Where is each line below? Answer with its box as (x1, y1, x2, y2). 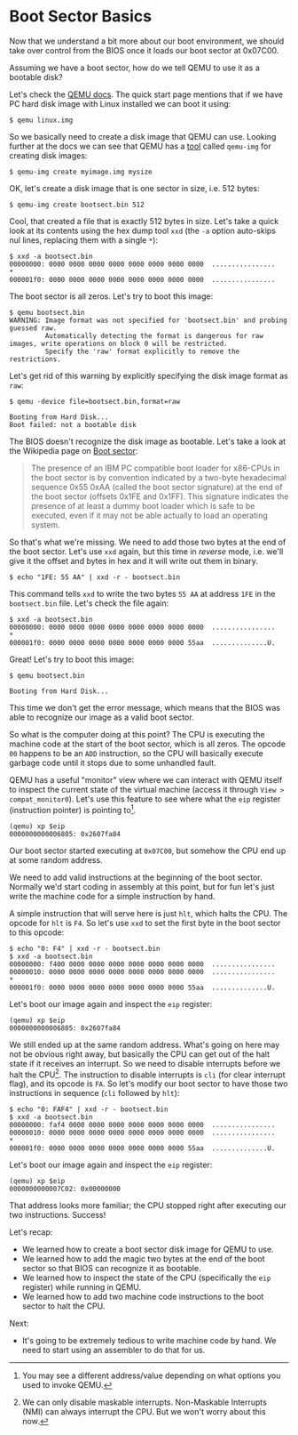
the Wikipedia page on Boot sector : (9, 445, 138, 455)
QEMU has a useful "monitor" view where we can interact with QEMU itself (9, 774, 283, 785)
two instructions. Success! (9, 1210, 106, 1221)
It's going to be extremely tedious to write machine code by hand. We (21, 1335, 277, 1346)
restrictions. (9, 354, 62, 364)
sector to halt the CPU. (21, 1301, 106, 1311)
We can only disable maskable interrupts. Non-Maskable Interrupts (21, 1397, 268, 1407)
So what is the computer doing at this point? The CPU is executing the (9, 729, 265, 739)
